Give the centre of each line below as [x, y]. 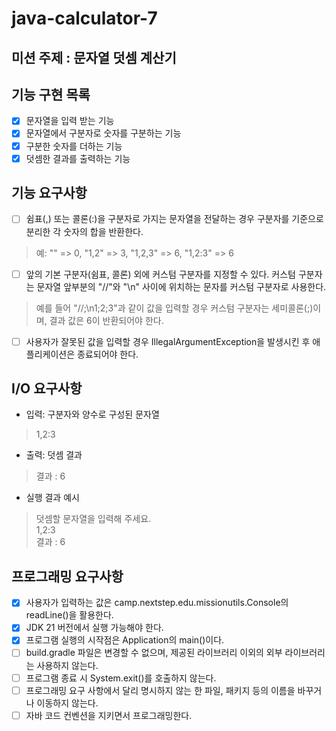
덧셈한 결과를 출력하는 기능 [78, 158]
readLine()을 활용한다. [69, 615]
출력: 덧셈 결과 [54, 455]
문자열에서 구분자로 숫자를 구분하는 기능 [103, 133]
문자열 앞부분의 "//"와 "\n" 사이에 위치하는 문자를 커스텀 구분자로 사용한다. [181, 286]
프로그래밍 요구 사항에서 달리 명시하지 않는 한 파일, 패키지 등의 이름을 [160, 690]
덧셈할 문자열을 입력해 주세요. [93, 519]
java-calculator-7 [84, 18]
